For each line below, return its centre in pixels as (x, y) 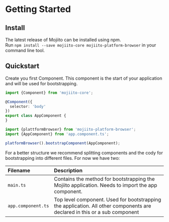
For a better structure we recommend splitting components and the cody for (84, 153)
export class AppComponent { (36, 116)
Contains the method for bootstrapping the (104, 179)
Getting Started (38, 9)
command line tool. (25, 50)
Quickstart (22, 66)
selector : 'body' (28, 106)
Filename (19, 170)
